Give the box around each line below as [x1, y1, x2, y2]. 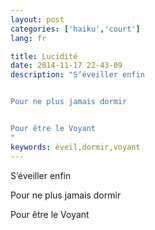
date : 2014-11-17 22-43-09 [10, 61, 123, 71]
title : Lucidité [10, 51, 78, 61]
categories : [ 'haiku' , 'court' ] [10, 24, 141, 34]
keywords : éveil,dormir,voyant [10, 142, 141, 152]
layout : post [10, 14, 65, 25]
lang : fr [10, 33, 47, 43]
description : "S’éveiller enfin [10, 70, 145, 80]
